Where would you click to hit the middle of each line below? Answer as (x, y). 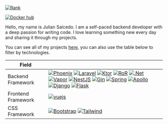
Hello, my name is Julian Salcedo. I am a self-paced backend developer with (84, 27)
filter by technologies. (27, 53)
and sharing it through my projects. (41, 38)
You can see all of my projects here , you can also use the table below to (79, 47)
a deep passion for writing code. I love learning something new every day (81, 32)
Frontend (18, 94)
